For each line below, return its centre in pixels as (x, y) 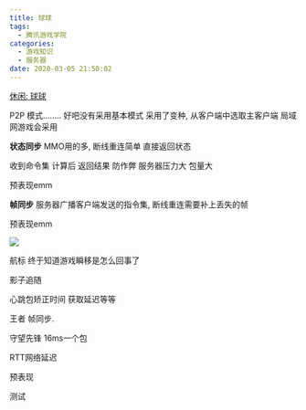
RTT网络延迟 (33, 357)
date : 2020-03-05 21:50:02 (61, 69)
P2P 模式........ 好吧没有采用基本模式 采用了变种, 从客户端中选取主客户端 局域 (153, 115)
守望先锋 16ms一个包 (48, 338)
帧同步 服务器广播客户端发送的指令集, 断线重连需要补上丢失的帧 (129, 204)
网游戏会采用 (33, 126)
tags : (20, 26)
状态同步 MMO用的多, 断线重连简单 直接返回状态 (100, 146)
